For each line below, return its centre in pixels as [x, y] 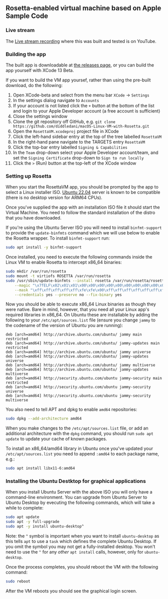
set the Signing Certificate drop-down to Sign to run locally [78, 157]
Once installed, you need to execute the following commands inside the [79, 257]
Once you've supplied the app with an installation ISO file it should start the [83, 207]
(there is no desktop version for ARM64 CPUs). [54, 197]
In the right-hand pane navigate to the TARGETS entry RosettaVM [79, 141]
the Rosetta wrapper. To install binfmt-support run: [58, 238]
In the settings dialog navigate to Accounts [56, 100]
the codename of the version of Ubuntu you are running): [64, 325]
